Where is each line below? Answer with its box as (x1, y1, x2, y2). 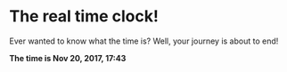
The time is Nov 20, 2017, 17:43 (9, 52, 127, 63)
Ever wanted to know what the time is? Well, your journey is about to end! (9, 36, 279, 46)
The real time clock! (9, 6, 159, 27)
